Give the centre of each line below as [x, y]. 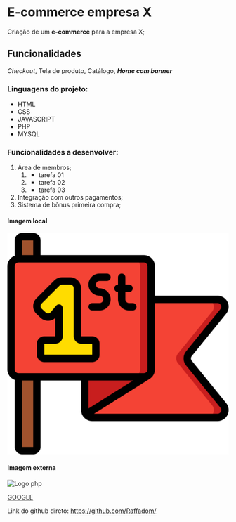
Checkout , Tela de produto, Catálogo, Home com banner [90, 70]
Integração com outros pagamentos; [70, 197]
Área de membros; [44, 168]
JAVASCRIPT [36, 119]
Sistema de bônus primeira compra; [69, 205]
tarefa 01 [51, 175]
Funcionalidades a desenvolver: [63, 152]
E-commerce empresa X [80, 12]
